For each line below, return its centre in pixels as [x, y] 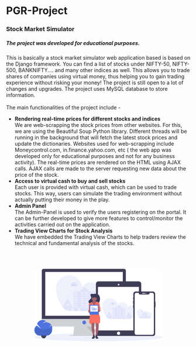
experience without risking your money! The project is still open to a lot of [95, 83]
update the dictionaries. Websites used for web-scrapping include [94, 144]
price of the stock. [37, 175]
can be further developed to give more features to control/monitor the [99, 218]
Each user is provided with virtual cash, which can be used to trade [96, 187]
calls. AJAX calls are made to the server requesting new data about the [100, 169]
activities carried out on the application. [62, 225]
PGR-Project [37, 11]
